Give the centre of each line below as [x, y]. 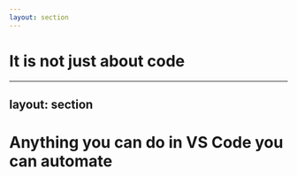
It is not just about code [97, 61]
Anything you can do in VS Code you [146, 143]
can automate [61, 161]
